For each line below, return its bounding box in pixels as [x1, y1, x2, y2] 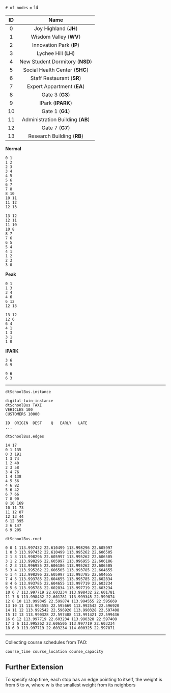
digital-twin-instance [5, 398, 53, 403]
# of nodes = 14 [5, 5, 39, 10]
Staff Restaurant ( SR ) [30, 75, 81, 81]
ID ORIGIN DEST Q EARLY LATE [5, 421, 88, 426]
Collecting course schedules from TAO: [5, 639, 88, 645]
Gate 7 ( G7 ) [41, 124, 70, 131]
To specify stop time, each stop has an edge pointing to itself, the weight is [5, 676, 163, 682]
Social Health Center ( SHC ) [22, 66, 89, 73]
